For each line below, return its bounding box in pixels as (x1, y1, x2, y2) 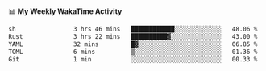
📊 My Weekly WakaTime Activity (8, 6, 123, 16)
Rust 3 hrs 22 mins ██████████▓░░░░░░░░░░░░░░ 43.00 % (8, 32, 258, 40)
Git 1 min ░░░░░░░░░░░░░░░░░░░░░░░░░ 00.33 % (8, 55, 258, 63)
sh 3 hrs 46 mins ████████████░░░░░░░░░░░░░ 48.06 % (8, 25, 258, 33)
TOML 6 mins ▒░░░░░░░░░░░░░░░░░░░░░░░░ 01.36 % (8, 48, 258, 56)
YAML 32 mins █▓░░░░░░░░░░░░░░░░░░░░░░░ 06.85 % (8, 40, 258, 48)
